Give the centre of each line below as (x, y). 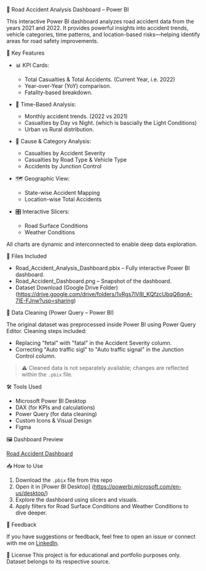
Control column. (36, 356)
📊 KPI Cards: (32, 65)
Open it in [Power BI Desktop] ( (54, 486)
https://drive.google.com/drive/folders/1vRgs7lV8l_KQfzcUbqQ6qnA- (105, 294)
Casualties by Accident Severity (65, 153)
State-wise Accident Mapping (62, 193)
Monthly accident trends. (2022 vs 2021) (76, 116)
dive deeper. (31, 513)
